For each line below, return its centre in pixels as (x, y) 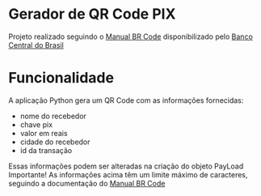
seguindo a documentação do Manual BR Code (87, 183)
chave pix (36, 124)
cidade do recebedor (55, 142)
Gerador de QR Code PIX (92, 14)
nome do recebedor (53, 116)
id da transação (46, 150)
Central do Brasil (36, 45)
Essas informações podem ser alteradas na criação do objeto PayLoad (126, 166)
